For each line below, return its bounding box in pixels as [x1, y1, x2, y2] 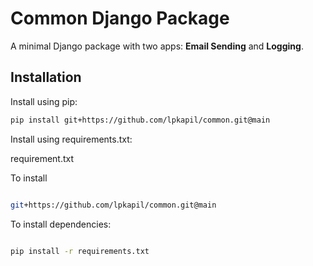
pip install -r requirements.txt [10, 246, 150, 256]
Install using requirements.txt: [10, 133, 133, 145]
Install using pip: [10, 95, 78, 107]
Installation [10, 69, 82, 86]
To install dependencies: [10, 218, 112, 230]
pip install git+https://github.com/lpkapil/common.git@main [10, 115, 271, 125]
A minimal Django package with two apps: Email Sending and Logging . [10, 40, 304, 52]
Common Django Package [10, 7, 230, 30]
